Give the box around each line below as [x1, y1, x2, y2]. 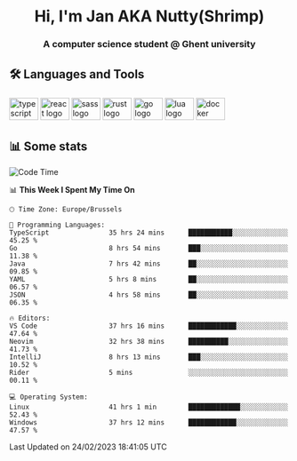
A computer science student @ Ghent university [43, 38, 256, 51]
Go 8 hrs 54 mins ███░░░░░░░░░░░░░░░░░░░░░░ [9, 244, 289, 253]
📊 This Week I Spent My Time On [9, 185, 135, 195]
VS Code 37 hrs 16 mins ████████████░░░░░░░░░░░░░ [9, 322, 289, 330]
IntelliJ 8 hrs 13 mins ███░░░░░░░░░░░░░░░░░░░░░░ [9, 353, 289, 362]
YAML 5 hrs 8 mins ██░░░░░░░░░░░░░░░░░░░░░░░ [9, 275, 289, 284]
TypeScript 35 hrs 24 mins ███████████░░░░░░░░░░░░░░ [9, 228, 289, 237]
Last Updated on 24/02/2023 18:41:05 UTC [9, 441, 167, 452]
